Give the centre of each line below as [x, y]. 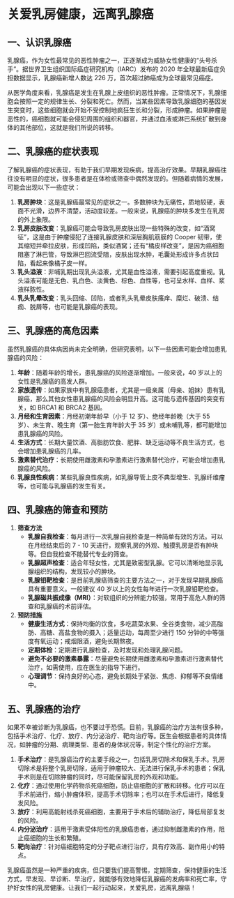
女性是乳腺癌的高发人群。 [54, 381]
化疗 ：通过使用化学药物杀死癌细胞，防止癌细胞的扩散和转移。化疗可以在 [121, 786]
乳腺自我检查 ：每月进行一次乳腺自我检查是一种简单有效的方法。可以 [125, 537]
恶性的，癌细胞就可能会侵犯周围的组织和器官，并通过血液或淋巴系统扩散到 [114, 119]
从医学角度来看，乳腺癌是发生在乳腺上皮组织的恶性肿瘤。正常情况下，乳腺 [114, 92]
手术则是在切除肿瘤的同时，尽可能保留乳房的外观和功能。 [100, 777]
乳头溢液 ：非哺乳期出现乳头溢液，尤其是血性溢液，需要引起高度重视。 [118, 271]
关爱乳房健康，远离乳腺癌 [81, 14]
